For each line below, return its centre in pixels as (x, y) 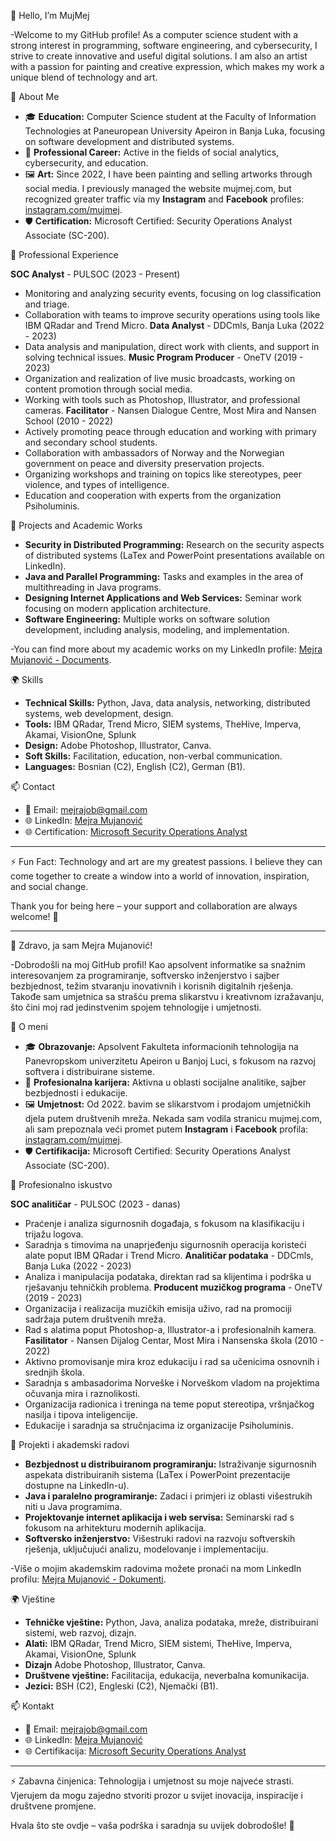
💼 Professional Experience (64, 254)
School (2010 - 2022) (69, 421)
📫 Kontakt (32, 1706)
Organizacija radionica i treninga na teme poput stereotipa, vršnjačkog (169, 1404)
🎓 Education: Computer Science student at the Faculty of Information (170, 116)
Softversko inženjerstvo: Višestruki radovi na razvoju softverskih (160, 1538)
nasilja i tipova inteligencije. (81, 1414)
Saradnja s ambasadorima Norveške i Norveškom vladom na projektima (172, 1383)
